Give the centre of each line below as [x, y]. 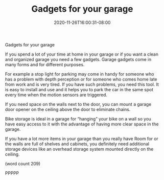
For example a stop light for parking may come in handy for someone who [80, 74]
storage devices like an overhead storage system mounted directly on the [79, 149]
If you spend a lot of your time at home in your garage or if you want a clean [82, 54]
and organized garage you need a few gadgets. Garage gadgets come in [78, 59]
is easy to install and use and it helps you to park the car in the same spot [79, 89]
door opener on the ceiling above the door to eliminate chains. [68, 109]
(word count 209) [23, 163]
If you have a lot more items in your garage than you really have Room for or [82, 139]
